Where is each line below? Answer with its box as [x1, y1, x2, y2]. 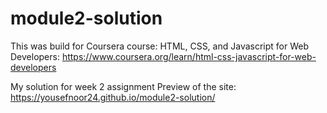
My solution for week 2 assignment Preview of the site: [10, 80, 237, 92]
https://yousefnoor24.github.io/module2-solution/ [10, 91, 216, 103]
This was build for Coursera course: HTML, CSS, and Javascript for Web [10, 40, 310, 52]
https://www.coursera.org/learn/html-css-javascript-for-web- [61, 50, 317, 62]
